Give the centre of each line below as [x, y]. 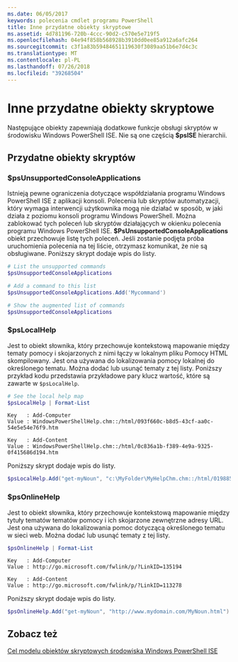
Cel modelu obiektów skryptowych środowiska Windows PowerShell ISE [113, 651]
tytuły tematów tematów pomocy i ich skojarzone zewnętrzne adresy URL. [116, 520]
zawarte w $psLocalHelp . [44, 383]
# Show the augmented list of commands [66, 305]
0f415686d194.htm [33, 453]
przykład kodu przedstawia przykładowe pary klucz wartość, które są [109, 376]
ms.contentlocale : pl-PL [44, 60]
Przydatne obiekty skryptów [72, 158]
